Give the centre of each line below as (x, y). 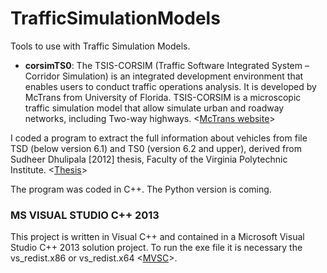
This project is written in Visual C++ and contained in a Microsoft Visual (157, 237)
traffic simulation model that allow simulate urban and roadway (154, 108)
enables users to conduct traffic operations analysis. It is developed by (170, 86)
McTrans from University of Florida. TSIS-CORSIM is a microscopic (163, 97)
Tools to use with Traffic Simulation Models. (100, 46)
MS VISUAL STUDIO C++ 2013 (85, 215)
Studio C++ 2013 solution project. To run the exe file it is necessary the (156, 248)
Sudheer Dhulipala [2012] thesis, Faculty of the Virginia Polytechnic (149, 159)
